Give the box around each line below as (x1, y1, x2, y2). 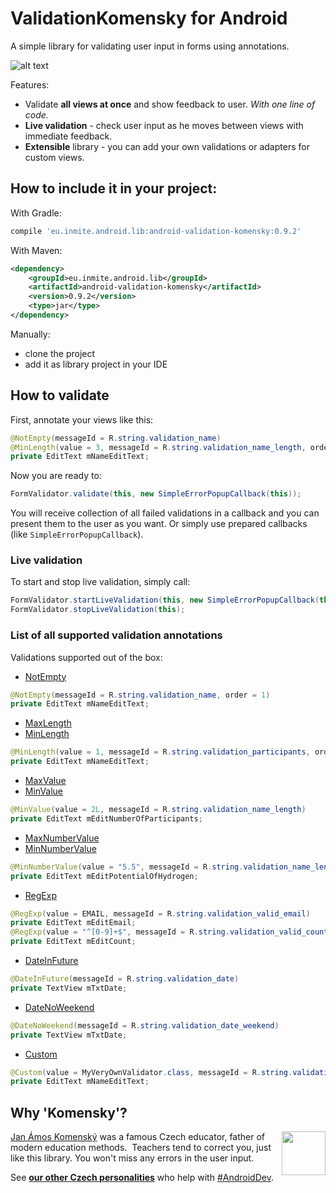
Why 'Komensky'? (10, 1104, 128, 1121)
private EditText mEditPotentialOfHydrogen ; (10, 871, 199, 881)
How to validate (10, 387, 110, 404)
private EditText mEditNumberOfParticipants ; (10, 813, 203, 824)
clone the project (24, 347, 96, 359)
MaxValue (24, 775, 67, 787)
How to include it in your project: (10, 180, 218, 197)
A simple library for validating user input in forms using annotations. (10, 40, 290, 52)
